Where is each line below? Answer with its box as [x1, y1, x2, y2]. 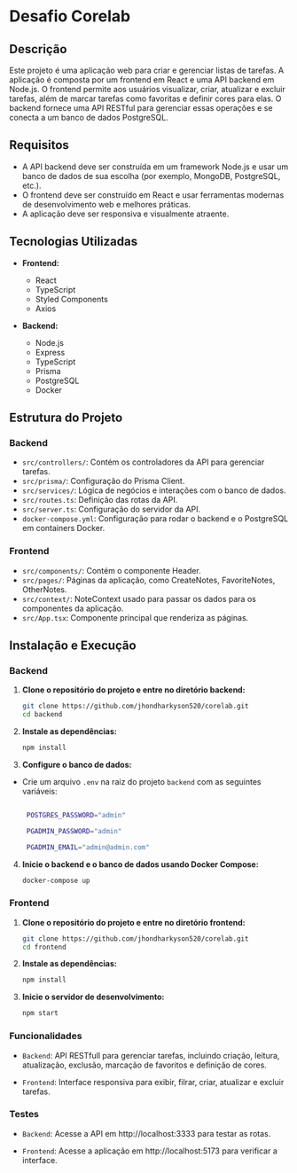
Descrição [9, 42, 67, 57]
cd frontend [21, 942, 66, 951]
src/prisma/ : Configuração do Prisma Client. [21, 476, 185, 487]
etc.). [21, 180, 42, 191]
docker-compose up [21, 876, 90, 885]
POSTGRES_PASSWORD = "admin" [26, 810, 126, 819]
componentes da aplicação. [21, 603, 124, 614]
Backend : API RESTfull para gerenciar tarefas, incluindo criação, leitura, [21, 1050, 280, 1060]
